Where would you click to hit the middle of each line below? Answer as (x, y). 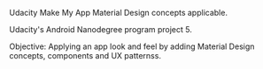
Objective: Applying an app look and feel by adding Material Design (132, 46)
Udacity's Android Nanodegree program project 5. (101, 29)
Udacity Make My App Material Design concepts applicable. (119, 13)
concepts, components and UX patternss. (85, 55)
